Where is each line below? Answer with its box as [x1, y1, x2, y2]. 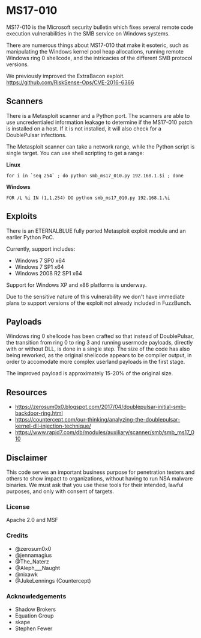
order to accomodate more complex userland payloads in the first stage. [6, 358, 185, 366]
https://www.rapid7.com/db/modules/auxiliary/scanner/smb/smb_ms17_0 [14, 429, 195, 436]
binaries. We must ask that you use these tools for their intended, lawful [6, 482, 184, 488]
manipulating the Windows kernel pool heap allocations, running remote [6, 48, 184, 55]
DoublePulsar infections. [6, 131, 67, 138]
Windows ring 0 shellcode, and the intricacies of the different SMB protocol [6, 54, 193, 61]
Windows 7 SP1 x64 [14, 263, 64, 271]
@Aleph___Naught [14, 564, 61, 571]
